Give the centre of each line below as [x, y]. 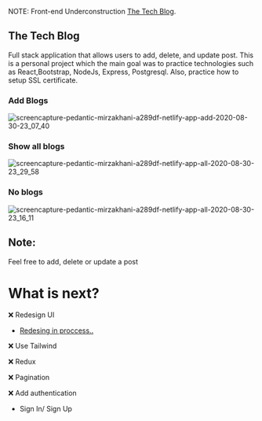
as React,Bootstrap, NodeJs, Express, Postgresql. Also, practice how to [124, 72]
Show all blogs [36, 146]
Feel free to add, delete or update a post [73, 261]
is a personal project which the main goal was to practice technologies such [131, 63]
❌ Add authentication [42, 393]
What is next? [54, 293]
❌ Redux [22, 362]
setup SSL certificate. [43, 80]
